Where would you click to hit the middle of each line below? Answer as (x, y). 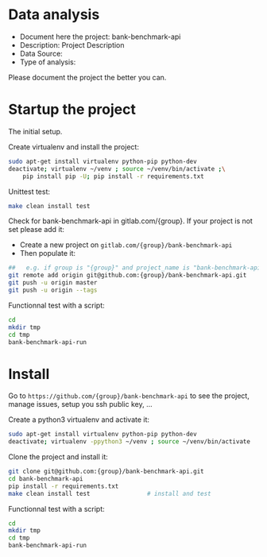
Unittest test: (29, 191)
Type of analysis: (48, 62)
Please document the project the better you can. (87, 77)
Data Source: (41, 53)
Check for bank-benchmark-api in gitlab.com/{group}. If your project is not (130, 221)
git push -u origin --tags (53, 290)
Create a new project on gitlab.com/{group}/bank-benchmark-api (126, 245)
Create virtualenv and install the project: (74, 147)
